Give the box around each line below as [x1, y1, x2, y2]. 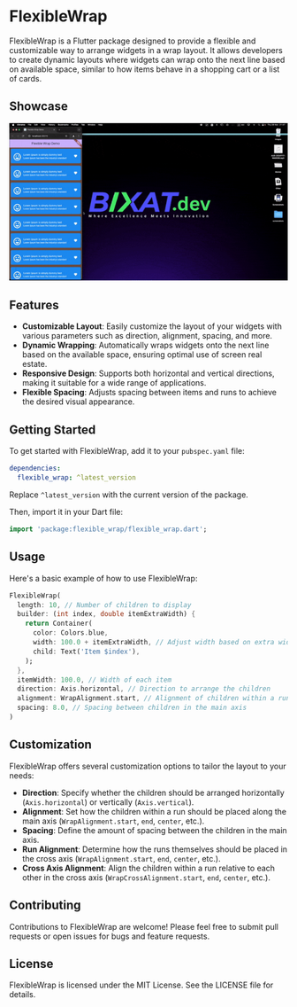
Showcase [9, 99, 69, 114]
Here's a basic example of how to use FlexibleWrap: [9, 573, 198, 583]
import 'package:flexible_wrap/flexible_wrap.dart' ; [9, 525, 208, 534]
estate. [21, 359, 48, 370]
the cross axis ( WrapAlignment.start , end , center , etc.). [21, 853, 221, 863]
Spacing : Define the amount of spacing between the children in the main [21, 824, 287, 835]
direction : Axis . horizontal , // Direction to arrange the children [17, 684, 271, 693]
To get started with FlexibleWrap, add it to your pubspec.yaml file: [9, 446, 245, 457]
